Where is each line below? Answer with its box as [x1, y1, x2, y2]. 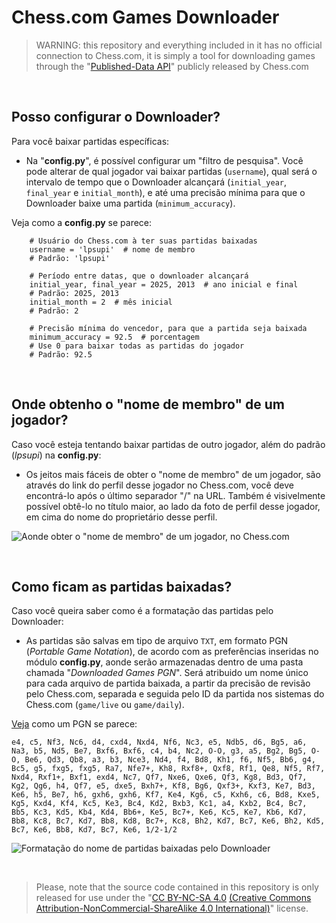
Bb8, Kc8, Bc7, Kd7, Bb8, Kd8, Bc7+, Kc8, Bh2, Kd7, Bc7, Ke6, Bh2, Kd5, [11, 816, 326, 826]
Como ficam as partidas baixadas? [11, 578, 233, 595]
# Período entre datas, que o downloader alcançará [29, 271, 249, 281]
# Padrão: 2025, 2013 [29, 288, 119, 298]
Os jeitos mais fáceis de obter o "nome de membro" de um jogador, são [25, 468, 321, 480]
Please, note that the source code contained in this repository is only [35, 881, 319, 893]
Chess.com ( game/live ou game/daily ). [25, 699, 185, 711]
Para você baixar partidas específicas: [11, 135, 170, 147]
